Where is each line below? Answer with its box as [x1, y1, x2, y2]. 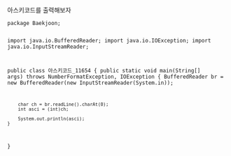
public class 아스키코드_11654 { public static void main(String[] [7, 67, 201, 74]
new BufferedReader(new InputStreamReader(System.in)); [7, 79, 174, 86]
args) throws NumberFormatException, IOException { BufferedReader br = [7, 73, 224, 80]
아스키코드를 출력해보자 [7, 6, 71, 14]
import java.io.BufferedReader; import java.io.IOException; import [7, 37, 211, 44]
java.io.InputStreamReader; [7, 43, 90, 50]
